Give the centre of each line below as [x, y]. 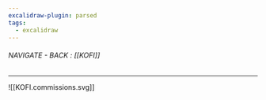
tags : [17, 23]
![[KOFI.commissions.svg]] [51, 87]
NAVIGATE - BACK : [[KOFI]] [54, 55]
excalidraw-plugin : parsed [53, 15]
